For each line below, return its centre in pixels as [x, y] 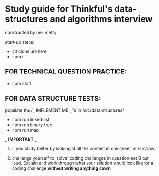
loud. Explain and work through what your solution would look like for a [83, 163]
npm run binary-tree [32, 125]
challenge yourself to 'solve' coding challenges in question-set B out [80, 158]
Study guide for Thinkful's [59, 9]
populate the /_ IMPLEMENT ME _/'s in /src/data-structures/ [65, 110]
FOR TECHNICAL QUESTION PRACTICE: [66, 72]
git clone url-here [29, 51]
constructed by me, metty [31, 32]
